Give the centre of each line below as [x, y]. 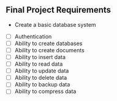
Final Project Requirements [58, 10]
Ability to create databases [48, 43]
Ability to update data [42, 71]
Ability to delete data [41, 78]
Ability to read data [39, 64]
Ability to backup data [42, 85]
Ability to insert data [40, 57]
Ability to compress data [45, 91]
